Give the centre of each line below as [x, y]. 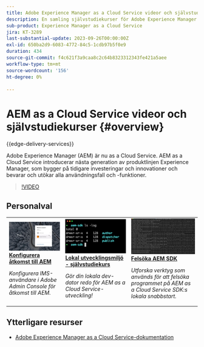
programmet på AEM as [161, 283]
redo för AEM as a [103, 282]
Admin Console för [32, 286]
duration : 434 [24, 52]
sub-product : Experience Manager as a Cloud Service [74, 26]
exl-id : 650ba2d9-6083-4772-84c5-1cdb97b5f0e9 [66, 45]
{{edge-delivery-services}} [40, 144]
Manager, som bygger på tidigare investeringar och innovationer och [92, 169]
